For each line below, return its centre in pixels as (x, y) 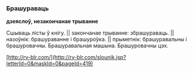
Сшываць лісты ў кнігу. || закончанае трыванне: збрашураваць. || (90, 33)
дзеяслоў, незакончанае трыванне (52, 22)
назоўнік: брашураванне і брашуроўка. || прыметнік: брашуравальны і (96, 39)
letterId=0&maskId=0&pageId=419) (50, 63)
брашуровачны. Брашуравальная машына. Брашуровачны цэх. (88, 45)
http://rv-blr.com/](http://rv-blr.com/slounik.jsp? (67, 57)
